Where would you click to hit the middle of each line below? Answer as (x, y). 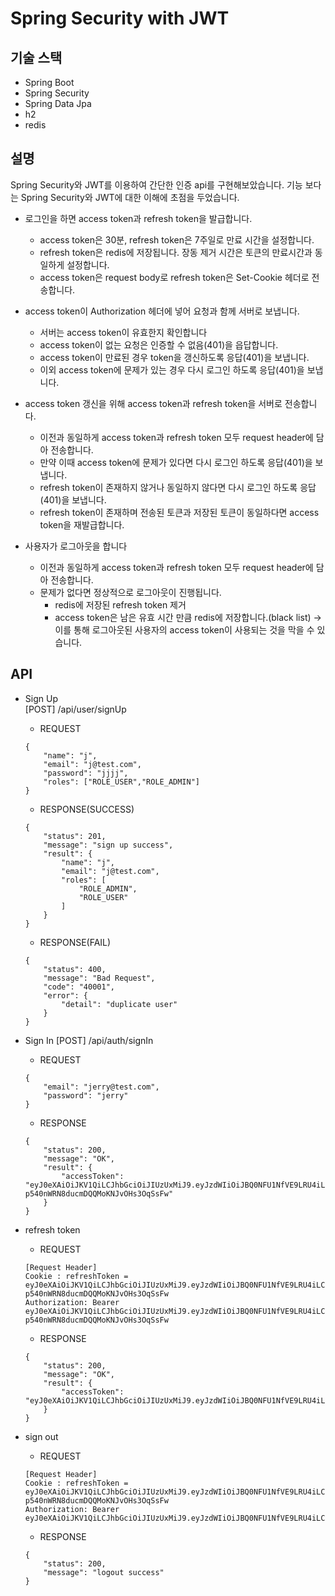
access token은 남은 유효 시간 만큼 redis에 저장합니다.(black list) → (188, 617)
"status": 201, (75, 836)
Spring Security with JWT (120, 18)
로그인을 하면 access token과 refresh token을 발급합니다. (138, 218)
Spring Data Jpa (58, 103)
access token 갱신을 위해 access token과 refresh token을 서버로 (153, 403)
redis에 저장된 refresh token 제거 (120, 604)
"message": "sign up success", (108, 845)
